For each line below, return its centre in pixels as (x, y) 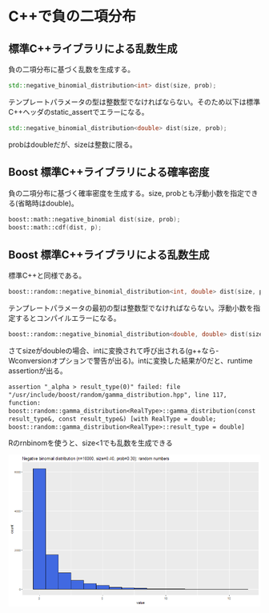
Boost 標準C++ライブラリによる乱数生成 (109, 255)
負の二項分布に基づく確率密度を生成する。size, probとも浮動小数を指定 (126, 193)
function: (25, 403)
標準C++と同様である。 (47, 276)
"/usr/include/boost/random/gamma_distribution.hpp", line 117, (118, 395)
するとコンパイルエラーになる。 (68, 318)
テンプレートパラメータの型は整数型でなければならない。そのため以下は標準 (134, 102)
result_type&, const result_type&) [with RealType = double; (112, 419)
